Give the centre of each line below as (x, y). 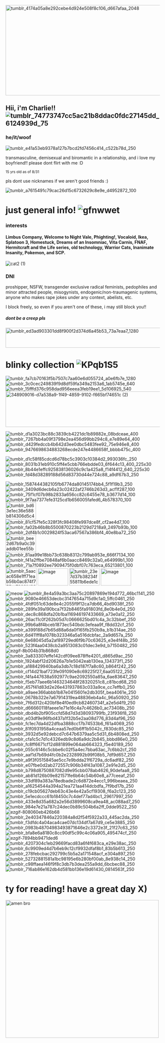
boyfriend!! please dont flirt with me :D (45, 163)
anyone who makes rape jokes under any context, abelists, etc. (69, 297)
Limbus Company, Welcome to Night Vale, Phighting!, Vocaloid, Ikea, (77, 237)
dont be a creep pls (25, 318)
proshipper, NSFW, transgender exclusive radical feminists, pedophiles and (81, 287)
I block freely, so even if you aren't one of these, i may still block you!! (76, 307)
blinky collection (40, 365)
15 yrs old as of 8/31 (23, 172)
